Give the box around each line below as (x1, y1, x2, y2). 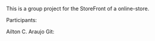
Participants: (6, 17, 37, 23)
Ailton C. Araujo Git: (6, 28, 55, 35)
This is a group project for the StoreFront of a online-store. (6, 5, 150, 12)
